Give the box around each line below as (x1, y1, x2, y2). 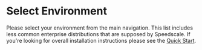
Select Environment (6, 4, 108, 18)
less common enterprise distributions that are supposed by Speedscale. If (6, 30, 191, 37)
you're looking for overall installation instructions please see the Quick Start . (6, 37, 197, 44)
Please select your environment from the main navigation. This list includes (6, 24, 194, 31)
